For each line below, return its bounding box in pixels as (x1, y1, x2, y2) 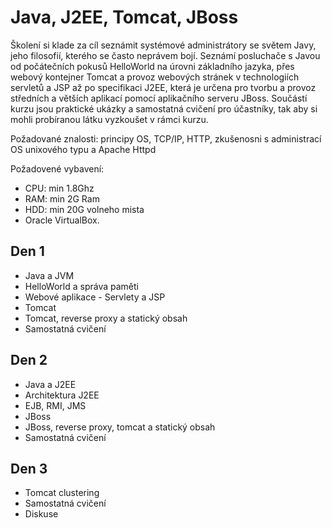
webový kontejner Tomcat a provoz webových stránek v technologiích (10, 71, 300, 83)
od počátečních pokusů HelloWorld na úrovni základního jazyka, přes (10, 60, 295, 72)
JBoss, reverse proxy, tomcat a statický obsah (24, 421, 216, 433)
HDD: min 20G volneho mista (24, 203, 145, 215)
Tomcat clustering (24, 487, 100, 499)
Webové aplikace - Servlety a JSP (24, 291, 166, 303)
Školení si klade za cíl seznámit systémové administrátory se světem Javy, (10, 39, 317, 51)
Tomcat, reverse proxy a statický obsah (24, 312, 188, 324)
